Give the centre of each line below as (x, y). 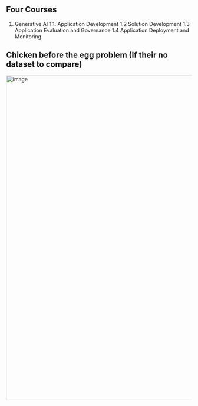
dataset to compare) (44, 64)
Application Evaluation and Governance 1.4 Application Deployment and (102, 30)
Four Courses (32, 10)
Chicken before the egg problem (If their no (87, 55)
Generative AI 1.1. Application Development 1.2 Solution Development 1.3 (102, 24)
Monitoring (28, 36)
